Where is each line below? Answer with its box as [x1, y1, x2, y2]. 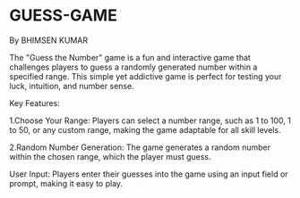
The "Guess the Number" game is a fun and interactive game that [9, 52, 251, 62]
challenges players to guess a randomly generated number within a [9, 62, 258, 72]
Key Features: [9, 97, 60, 108]
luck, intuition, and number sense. [9, 80, 134, 91]
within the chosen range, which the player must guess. [9, 151, 211, 161]
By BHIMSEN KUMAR [9, 35, 88, 45]
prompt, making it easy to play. [9, 177, 124, 188]
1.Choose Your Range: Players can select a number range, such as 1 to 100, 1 [9, 115, 291, 126]
